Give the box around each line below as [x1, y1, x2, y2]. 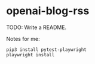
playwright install [6, 52, 55, 57]
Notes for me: [6, 35, 40, 42]
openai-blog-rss [6, 4, 90, 18]
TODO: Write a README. [6, 24, 67, 31]
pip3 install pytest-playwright [6, 46, 87, 53]
